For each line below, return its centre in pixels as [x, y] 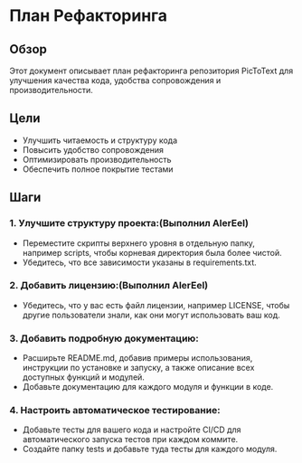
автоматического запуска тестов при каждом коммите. [130, 439]
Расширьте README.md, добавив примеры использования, [137, 358]
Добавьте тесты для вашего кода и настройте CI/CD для [132, 430]
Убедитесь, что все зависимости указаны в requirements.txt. [140, 262]
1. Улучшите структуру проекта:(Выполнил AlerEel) [129, 223]
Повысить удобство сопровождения [93, 149]
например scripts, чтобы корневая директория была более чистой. [152, 252]
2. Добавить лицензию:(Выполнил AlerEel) [109, 286]
